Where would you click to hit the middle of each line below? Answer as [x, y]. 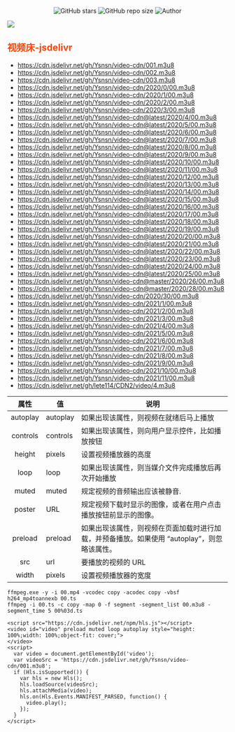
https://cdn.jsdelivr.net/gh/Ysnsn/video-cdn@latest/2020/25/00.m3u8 [119, 273]
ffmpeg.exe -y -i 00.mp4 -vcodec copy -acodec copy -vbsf [93, 592]
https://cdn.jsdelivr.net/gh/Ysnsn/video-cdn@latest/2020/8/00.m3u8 [117, 147]
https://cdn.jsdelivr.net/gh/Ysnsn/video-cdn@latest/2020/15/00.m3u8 [118, 199]
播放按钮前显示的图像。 [120, 515]
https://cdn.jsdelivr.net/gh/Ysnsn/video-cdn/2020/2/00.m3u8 [106, 102]
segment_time [26, 611]
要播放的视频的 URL [114, 562]
